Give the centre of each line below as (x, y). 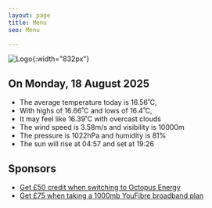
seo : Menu (24, 30)
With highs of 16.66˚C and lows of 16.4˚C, (86, 111)
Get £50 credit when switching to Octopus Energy (100, 187)
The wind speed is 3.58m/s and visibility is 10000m (102, 127)
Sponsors (32, 169)
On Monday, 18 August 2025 (79, 83)
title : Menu (27, 23)
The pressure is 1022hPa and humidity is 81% (93, 136)
